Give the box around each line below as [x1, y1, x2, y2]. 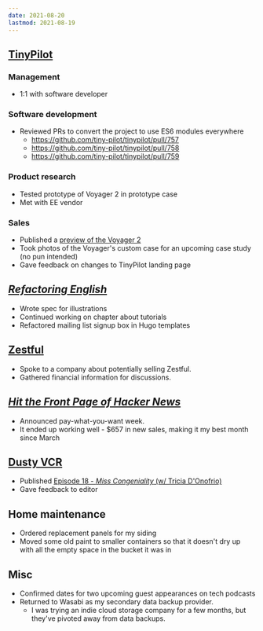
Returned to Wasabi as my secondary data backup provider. [19, 596, 214, 606]
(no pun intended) [19, 252, 79, 262]
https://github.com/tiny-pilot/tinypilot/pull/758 [31, 143, 180, 153]
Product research [8, 171, 76, 182]
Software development [8, 109, 97, 120]
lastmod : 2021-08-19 [8, 19, 76, 27]
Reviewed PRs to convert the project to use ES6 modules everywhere [19, 127, 244, 136]
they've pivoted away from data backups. [31, 614, 166, 623]
